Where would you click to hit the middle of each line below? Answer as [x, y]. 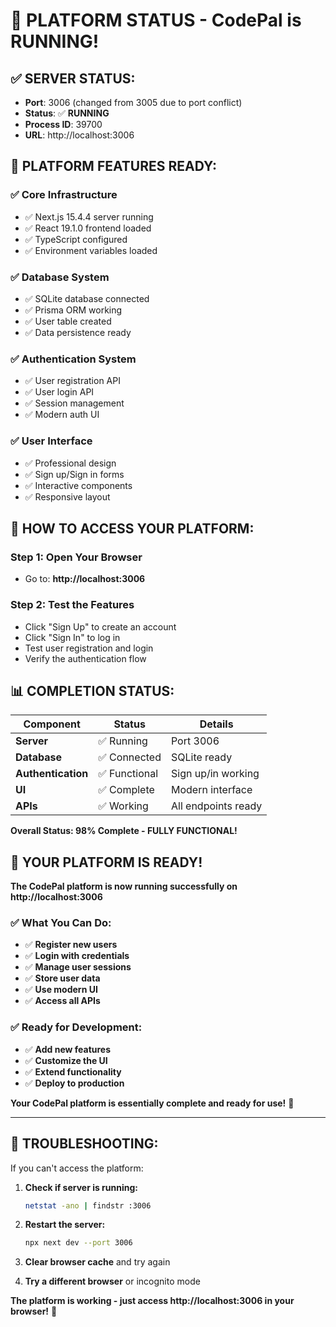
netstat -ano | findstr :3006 [88, 1205]
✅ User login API [59, 392]
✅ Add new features [68, 1049]
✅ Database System [60, 277]
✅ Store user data [62, 978]
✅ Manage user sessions [78, 967]
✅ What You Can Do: [61, 923]
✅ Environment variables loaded [91, 250]
